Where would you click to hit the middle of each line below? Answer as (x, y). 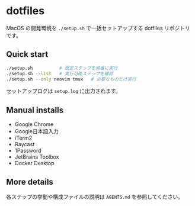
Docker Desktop (34, 163)
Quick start (27, 54)
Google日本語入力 (37, 131)
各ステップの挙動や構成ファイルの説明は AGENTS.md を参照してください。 (95, 197)
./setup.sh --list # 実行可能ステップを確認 (60, 73)
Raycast (24, 144)
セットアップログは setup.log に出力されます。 (63, 91)
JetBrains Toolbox (37, 157)
